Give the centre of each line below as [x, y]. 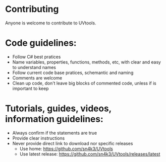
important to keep [30, 88]
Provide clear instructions [38, 138]
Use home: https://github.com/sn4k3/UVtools [66, 149]
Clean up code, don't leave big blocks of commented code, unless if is [84, 83]
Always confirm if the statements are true [55, 133]
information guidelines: [54, 119]
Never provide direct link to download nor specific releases [73, 143]
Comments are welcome [37, 78]
